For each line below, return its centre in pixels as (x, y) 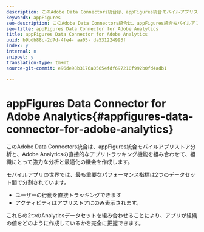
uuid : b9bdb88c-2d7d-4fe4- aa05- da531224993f (66, 40)
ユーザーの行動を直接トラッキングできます (68, 195)
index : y (17, 46)
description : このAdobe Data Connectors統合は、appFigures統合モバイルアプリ (100, 12)
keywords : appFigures (34, 18)
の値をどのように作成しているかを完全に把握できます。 (75, 223)
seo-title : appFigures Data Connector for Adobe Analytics (83, 29)
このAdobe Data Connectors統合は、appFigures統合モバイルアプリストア (98, 147)
